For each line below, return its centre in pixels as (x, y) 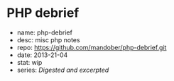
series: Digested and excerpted (63, 70)
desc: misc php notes (48, 39)
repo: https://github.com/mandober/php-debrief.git (92, 47)
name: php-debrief (44, 32)
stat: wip (29, 62)
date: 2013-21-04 (42, 55)
